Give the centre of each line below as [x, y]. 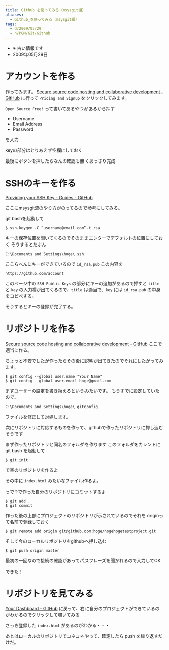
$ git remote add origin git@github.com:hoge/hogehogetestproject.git [81, 531]
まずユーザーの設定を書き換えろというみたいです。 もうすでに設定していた [82, 391]
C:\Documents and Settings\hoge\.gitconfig [52, 407]
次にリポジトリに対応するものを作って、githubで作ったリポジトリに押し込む [84, 427]
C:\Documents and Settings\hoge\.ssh [45, 254]
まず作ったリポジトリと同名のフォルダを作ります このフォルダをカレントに [83, 444]
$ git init [17, 460]
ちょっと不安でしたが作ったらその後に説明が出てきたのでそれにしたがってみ [84, 361]
